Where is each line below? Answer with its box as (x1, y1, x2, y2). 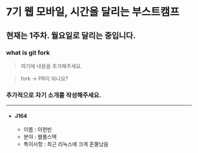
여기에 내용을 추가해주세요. (20, 62, 82, 69)
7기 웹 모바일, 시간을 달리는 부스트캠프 (6, 5, 180, 19)
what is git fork (6, 48, 50, 56)
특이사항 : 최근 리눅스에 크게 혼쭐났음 (23, 141, 109, 148)
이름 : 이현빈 (23, 126, 52, 133)
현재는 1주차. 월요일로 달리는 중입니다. (6, 30, 136, 40)
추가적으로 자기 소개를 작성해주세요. (6, 91, 101, 99)
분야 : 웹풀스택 (23, 133, 57, 141)
